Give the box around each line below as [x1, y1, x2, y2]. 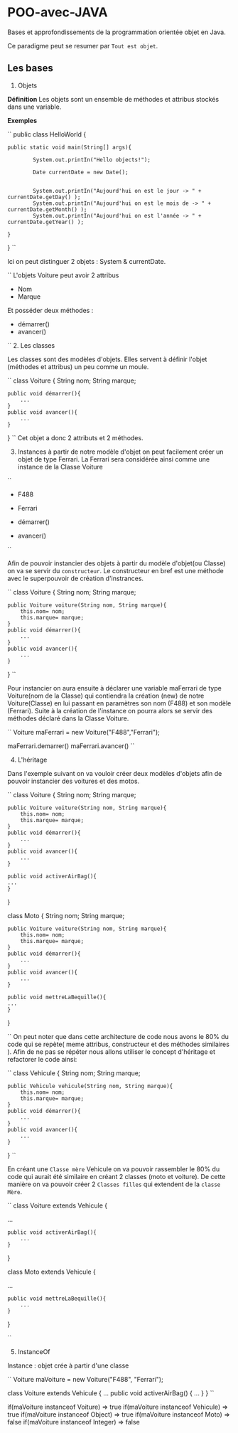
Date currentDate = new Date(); [33, 169, 129, 176]
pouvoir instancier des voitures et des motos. [7, 777, 140, 785]
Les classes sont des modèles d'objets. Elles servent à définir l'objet [7, 355, 207, 363]
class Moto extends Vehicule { [7, 1267, 96, 1276]
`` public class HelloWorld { [7, 129, 87, 139]
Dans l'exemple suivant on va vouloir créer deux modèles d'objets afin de [7, 769, 222, 777]
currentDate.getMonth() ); [7, 206, 87, 213]
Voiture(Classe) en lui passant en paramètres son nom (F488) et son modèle [7, 698, 232, 708]
